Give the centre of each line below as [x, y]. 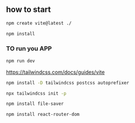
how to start [29, 10]
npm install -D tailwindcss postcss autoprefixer [68, 83]
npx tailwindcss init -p [36, 93]
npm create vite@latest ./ [39, 23]
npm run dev [20, 61]
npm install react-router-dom [43, 115]
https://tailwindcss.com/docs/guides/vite [56, 72]
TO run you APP [29, 49]
